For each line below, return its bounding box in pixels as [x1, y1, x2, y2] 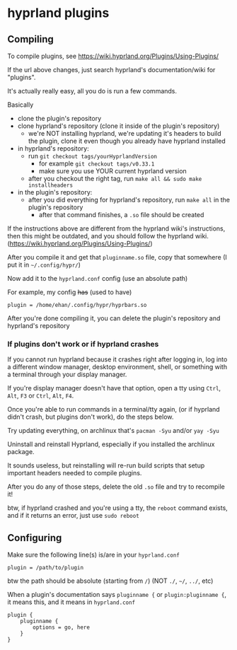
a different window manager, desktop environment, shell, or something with [7, 363, 228, 371]
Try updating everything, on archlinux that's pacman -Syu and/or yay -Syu [7, 426, 219, 435]
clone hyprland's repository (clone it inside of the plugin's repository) [17, 122, 220, 130]
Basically [7, 100, 34, 109]
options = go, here [33, 624, 91, 631]
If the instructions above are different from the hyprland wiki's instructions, [7, 224, 226, 233]
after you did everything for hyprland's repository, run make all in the [28, 196, 230, 204]
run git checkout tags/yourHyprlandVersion [28, 152, 158, 160]
